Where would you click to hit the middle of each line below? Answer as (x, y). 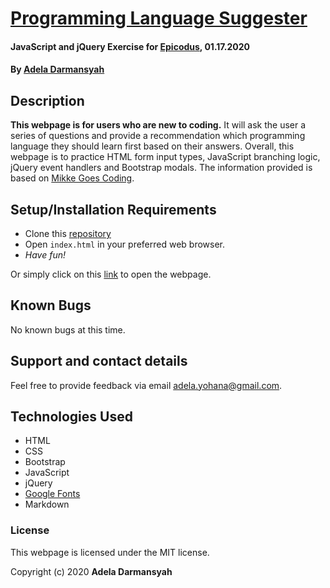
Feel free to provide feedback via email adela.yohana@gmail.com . (146, 385)
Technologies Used (71, 417)
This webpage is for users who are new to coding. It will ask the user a (158, 125)
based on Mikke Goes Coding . (72, 178)
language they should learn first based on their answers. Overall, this (152, 146)
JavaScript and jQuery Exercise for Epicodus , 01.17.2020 (130, 46)
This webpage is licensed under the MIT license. (110, 552)
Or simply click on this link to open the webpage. (111, 274)
